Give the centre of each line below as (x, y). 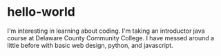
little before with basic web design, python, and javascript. (90, 45)
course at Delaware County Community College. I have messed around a (111, 38)
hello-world (41, 12)
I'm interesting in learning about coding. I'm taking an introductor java (106, 31)
